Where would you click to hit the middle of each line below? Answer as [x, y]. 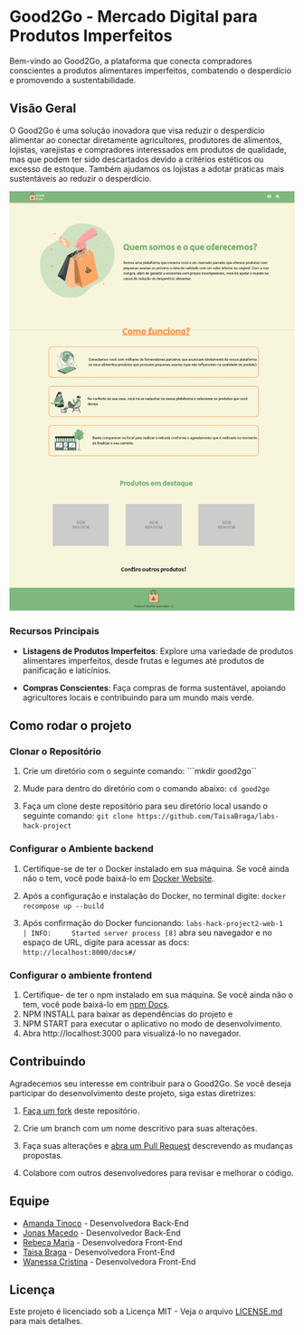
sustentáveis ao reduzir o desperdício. [81, 178]
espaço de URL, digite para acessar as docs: [106, 942]
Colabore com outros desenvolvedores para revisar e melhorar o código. [158, 1172]
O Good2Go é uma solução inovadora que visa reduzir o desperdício [137, 130]
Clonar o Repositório [55, 751]
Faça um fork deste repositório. [81, 1111]
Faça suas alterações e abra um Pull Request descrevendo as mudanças [158, 1145]
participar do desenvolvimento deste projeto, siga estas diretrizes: [133, 1093]
